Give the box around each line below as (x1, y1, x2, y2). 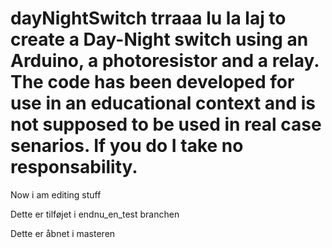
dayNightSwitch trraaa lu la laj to (10, 7, 287, 30)
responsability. (10, 156, 138, 179)
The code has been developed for (10, 71, 295, 94)
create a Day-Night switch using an (10, 28, 309, 51)
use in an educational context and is (10, 92, 317, 115)
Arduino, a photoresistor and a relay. (10, 50, 320, 72)
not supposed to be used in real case (10, 113, 322, 136)
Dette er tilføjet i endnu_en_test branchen (10, 208, 180, 220)
